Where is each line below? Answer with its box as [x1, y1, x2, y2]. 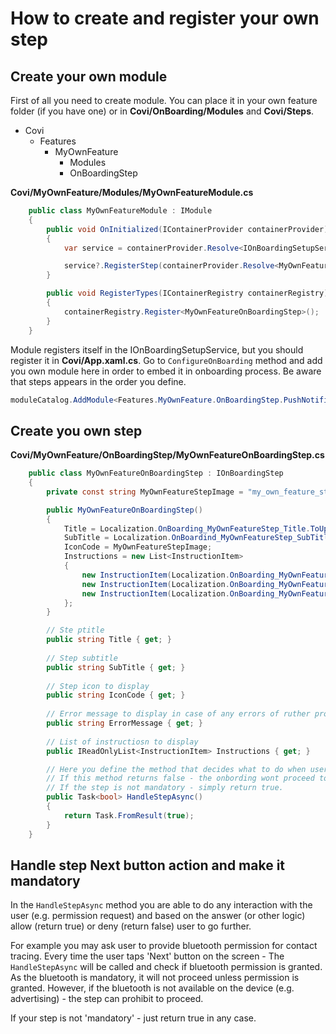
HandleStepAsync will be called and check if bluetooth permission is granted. [10, 961, 323, 973]
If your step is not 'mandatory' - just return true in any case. [10, 1012, 257, 1024]
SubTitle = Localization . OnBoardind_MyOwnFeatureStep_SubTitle [63, 533, 333, 543]
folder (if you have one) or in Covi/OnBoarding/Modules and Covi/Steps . [10, 105, 315, 117]
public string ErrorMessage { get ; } [46, 718, 203, 729]
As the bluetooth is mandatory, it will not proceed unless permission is [10, 972, 300, 984]
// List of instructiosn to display [46, 737, 199, 747]
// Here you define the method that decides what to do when [46, 764, 307, 774]
